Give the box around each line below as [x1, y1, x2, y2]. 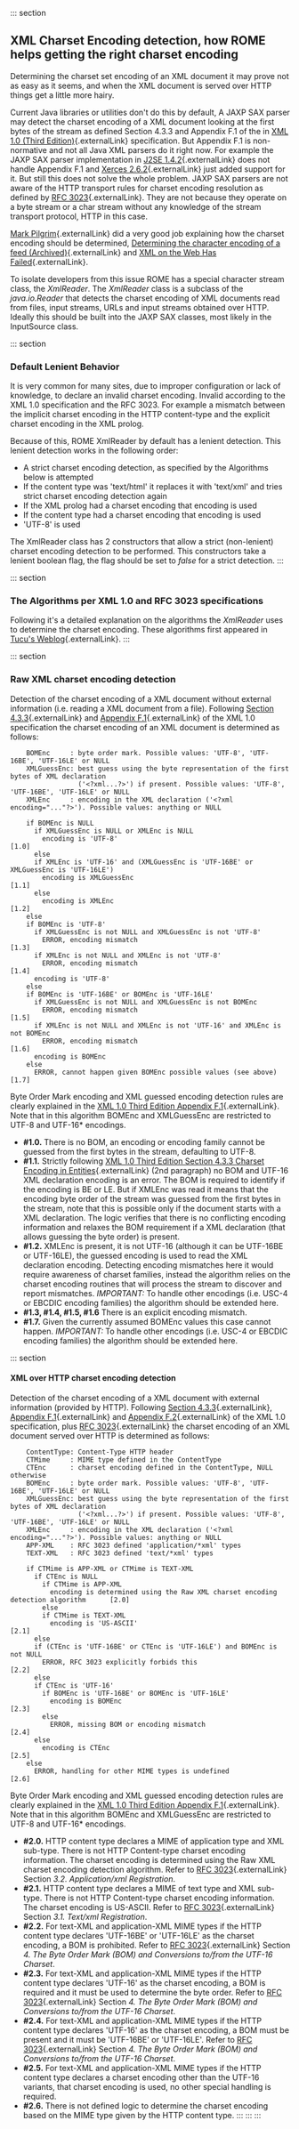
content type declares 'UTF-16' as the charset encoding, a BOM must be [22, 2024, 290, 2036]
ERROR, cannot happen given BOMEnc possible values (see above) [33, 1068, 278, 1077]
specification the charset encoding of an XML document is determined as [10, 722, 280, 732]
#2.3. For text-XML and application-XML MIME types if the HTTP [22, 1968, 262, 1979]
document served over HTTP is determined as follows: [10, 1430, 210, 1440]
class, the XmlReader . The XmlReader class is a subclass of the [10, 283, 244, 294]
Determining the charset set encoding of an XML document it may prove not [10, 70, 289, 81]
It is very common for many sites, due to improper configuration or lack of [10, 381, 281, 391]
